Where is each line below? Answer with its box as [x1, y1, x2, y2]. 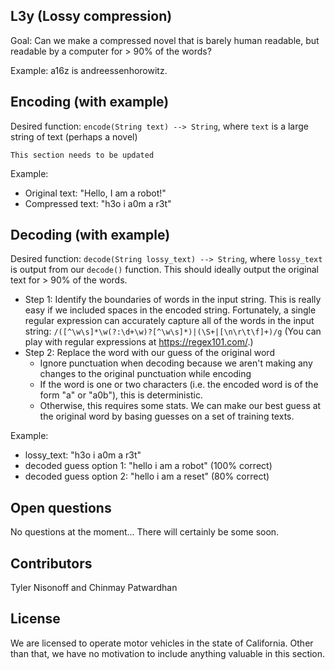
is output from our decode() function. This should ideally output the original [10, 264, 319, 276]
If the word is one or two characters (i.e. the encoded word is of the [39, 379, 319, 391]
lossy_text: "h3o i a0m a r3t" [24, 449, 142, 461]
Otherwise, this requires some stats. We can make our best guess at [39, 400, 322, 412]
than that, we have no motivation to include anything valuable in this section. [10, 647, 326, 659]
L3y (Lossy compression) [10, 8, 173, 25]
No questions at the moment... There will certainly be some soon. [10, 526, 280, 538]
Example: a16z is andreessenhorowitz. [10, 64, 168, 76]
